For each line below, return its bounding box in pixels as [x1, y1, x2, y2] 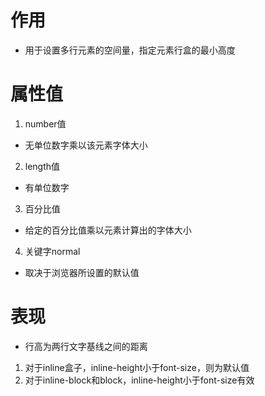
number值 [24, 117, 67, 130]
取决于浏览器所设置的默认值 [24, 266, 140, 278]
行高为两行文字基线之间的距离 [24, 340, 148, 352]
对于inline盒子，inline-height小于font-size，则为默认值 [24, 361, 250, 373]
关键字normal [24, 245, 81, 257]
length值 [24, 160, 61, 172]
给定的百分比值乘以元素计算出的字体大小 [24, 224, 192, 236]
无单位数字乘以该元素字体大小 [24, 139, 148, 151]
